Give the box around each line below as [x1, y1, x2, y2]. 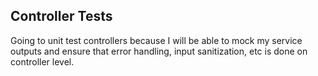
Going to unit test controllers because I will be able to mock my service [10, 34, 303, 46]
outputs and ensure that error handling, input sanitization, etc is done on [10, 45, 308, 57]
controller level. [10, 55, 75, 68]
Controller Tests [10, 8, 113, 25]
